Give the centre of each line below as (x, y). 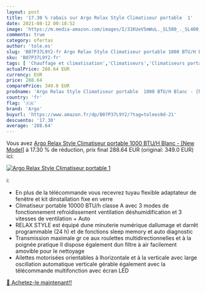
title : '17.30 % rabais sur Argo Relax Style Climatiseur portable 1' (100, 18)
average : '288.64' (30, 126)
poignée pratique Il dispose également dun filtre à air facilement (96, 245)
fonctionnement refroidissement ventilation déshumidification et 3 (98, 212)
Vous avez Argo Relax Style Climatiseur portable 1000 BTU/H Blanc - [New (101, 143)
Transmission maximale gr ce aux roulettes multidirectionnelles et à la (103, 238)
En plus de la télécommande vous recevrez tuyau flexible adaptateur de (106, 193)
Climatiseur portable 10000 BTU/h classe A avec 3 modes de (92, 206)
